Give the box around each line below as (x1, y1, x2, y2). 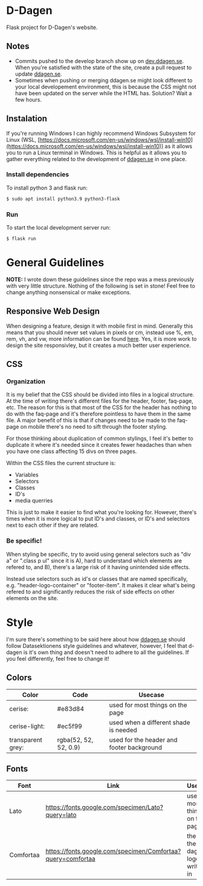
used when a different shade (109, 718, 190, 727)
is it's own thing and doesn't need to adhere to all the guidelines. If (23, 649, 189, 656)
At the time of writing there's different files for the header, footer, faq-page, (6, 397, 193, 405)
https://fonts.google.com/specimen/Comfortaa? (45, 847, 181, 856)
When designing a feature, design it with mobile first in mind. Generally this (6, 322, 193, 329)
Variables (14, 471, 39, 478)
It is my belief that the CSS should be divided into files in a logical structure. (6, 391, 195, 398)
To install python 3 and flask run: (6, 184, 88, 191)
